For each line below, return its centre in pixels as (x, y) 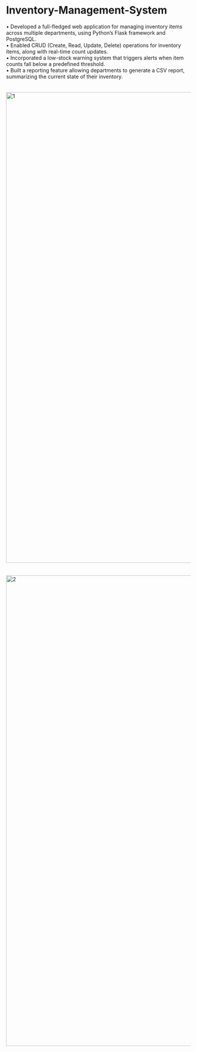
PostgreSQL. (21, 39)
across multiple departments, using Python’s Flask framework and (86, 32)
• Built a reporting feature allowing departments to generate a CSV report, (95, 70)
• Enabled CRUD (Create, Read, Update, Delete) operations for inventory (94, 45)
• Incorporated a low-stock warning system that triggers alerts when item (95, 58)
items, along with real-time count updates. (57, 51)
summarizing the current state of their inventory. (64, 76)
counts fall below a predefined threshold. (56, 64)
